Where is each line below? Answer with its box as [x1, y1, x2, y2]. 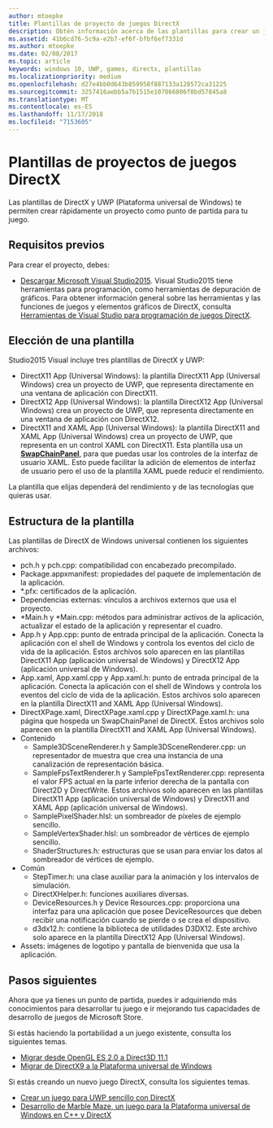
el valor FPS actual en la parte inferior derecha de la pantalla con [32, 777, 249, 787]
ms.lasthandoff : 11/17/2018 [8, 111, 104, 119]
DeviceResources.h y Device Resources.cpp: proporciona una [32, 898, 240, 908]
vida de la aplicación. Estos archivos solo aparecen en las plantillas [19, 647, 245, 656]
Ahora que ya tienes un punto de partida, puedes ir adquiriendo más [8, 995, 237, 1005]
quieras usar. [8, 490, 52, 501]
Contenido [19, 734, 55, 744]
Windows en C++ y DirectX [19, 1110, 112, 1120]
